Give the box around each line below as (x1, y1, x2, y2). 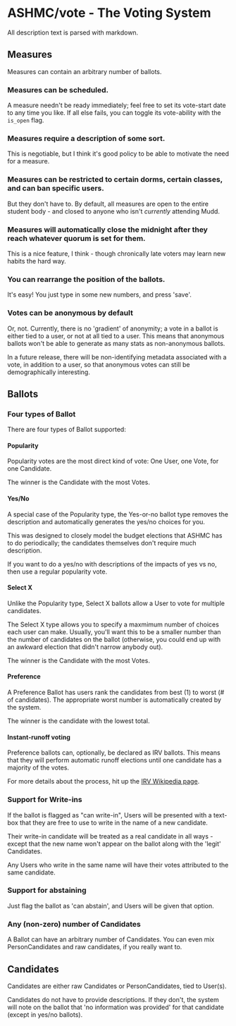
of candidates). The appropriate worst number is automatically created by (7, 696, 222, 704)
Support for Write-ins (7, 795, 82, 805)
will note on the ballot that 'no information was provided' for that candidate (7, 1003, 224, 1011)
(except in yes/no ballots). (7, 1010, 83, 1019)
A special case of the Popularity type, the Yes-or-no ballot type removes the (7, 509, 229, 519)
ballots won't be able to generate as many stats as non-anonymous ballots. (7, 339, 225, 347)
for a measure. (7, 157, 50, 166)
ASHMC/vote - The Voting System (7, 5, 211, 21)
